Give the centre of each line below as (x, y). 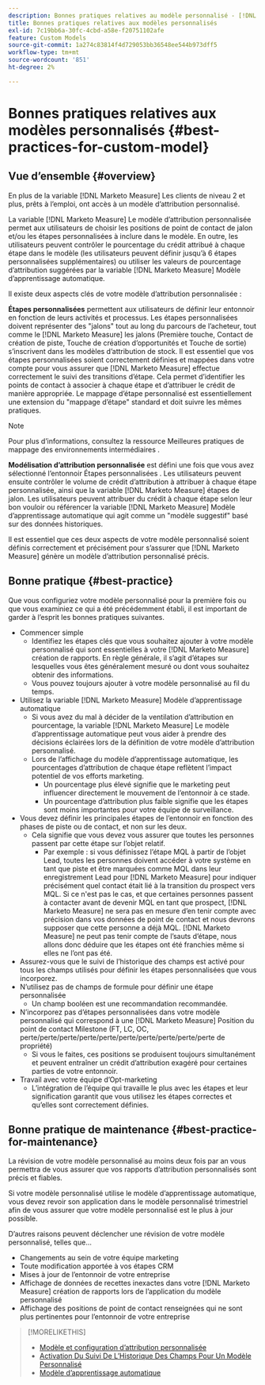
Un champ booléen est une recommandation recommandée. (129, 1003)
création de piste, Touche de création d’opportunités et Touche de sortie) (127, 343)
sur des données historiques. (56, 524)
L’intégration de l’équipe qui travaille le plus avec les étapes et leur (140, 1087)
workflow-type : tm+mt (44, 52)
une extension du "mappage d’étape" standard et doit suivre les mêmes (125, 402)
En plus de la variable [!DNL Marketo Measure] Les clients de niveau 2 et (127, 195)
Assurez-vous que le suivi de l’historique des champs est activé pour (132, 961)
